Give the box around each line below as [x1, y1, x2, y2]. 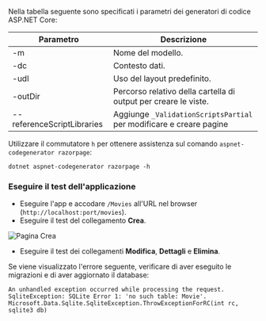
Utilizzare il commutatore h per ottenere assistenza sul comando [8, 139, 218, 148]
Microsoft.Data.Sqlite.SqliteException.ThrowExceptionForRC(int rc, [8, 300, 239, 308]
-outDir [12, 91, 41, 101]
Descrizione [160, 34, 207, 44]
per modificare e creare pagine [113, 119, 229, 129]
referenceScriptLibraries [12, 119, 103, 129]
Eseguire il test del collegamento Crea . [19, 216, 146, 225]
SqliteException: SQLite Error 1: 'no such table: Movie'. [8, 292, 207, 300]
